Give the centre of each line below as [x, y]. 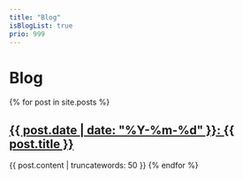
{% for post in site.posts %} [60, 102]
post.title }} [42, 144]
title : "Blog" [35, 17]
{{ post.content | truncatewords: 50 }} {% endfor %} [104, 166]
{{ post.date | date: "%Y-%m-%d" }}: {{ [122, 130]
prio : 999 [27, 34]
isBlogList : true [41, 26]
